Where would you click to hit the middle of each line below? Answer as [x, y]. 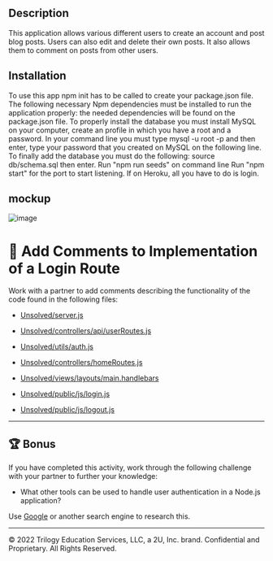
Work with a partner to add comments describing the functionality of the [129, 291]
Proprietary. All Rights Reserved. [63, 549]
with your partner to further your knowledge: [83, 476]
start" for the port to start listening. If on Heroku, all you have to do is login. [134, 173]
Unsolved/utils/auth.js [56, 347]
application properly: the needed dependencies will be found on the [122, 112]
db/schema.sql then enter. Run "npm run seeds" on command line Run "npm [136, 164]
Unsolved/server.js [52, 315]
